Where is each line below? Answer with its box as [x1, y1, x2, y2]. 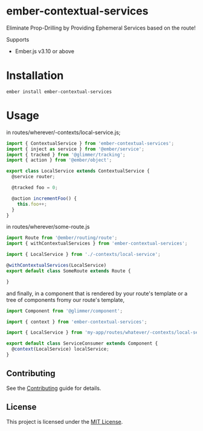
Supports [6, 36, 30, 43]
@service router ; [11, 174, 56, 180]
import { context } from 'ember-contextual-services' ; [6, 319, 147, 325]
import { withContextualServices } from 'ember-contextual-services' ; [6, 240, 188, 247]
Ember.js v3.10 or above [14, 47, 74, 55]
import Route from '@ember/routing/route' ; [6, 235, 118, 241]
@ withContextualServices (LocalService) [6, 263, 107, 269]
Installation [6, 69, 64, 83]
